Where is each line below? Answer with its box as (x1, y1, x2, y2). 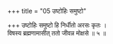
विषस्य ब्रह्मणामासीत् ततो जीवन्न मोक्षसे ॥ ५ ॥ (7, 29, 107, 37)
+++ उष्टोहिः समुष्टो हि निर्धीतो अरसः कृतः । (7, 21, 107, 29)
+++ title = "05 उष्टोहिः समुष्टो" (7, 7, 87, 15)
